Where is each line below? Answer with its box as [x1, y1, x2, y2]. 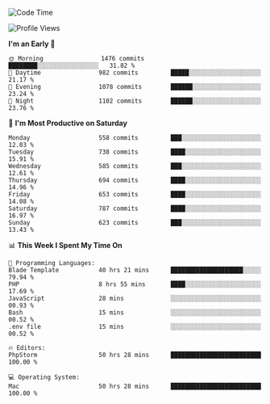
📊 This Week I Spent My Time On [8, 241, 123, 250]
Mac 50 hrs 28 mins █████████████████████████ [8, 382, 262, 390]
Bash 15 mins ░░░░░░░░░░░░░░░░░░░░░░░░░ [8, 309, 262, 317]
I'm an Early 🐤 [8, 39, 56, 48]
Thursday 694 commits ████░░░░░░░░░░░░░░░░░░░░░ [8, 176, 262, 184]
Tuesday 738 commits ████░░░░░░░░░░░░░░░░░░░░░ [8, 148, 262, 156]
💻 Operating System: [8, 373, 81, 381]
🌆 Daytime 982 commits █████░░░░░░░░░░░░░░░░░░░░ [8, 69, 262, 77]
